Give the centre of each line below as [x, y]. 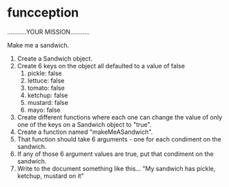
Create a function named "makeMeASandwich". [85, 132]
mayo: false [44, 110]
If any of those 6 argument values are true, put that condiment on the [115, 154]
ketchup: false [48, 95]
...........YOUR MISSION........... [48, 32]
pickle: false [44, 73]
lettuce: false [46, 80]
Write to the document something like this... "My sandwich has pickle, [116, 168]
